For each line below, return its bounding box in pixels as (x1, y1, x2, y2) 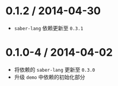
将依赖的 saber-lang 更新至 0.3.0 (14, 66, 95, 73)
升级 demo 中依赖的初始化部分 (14, 73, 85, 81)
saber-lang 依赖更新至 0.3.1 (14, 24, 84, 31)
